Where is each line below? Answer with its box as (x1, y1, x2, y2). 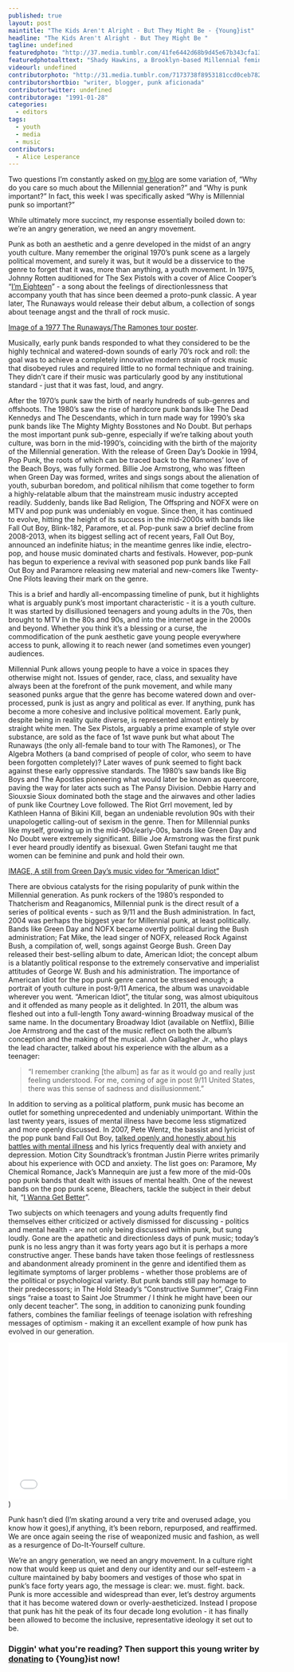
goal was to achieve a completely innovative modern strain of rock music (8, 355, 249, 365)
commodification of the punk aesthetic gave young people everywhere (8, 632, 241, 642)
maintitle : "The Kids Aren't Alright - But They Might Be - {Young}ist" (8, 26, 255, 34)
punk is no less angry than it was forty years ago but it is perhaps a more (8, 1242, 249, 1251)
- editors (15, 109, 48, 117)
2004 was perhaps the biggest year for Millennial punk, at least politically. (8, 915, 251, 926)
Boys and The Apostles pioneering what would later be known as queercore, (8, 775, 259, 785)
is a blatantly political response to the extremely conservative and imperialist (8, 959, 260, 968)
